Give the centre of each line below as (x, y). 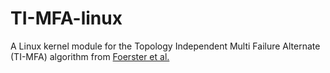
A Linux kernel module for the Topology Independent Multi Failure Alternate (165, 46)
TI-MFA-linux (66, 18)
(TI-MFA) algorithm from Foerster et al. (90, 56)
